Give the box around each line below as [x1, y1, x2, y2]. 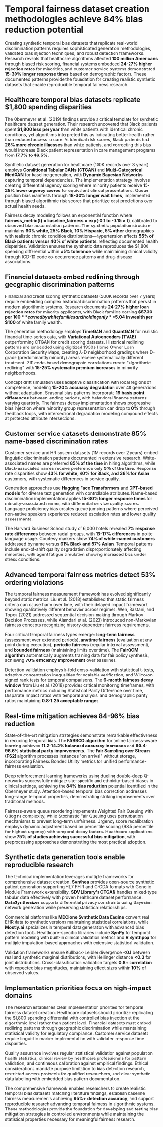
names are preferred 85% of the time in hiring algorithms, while [28, 460, 156, 466]
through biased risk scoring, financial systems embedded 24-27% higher [5, 61, 152, 67]
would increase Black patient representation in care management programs [5, 147, 156, 153]
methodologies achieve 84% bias [5, 14, 143, 25]
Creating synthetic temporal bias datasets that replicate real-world [5, 40, 138, 46]
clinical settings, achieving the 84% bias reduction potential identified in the [5, 783, 158, 789]
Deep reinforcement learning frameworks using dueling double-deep [5, 773, 143, 779]
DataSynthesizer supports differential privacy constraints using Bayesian [5, 899, 152, 905]
